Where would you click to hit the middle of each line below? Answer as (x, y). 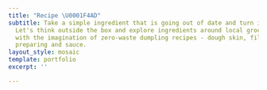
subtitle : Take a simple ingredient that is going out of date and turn (131, 23)
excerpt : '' (28, 67)
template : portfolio (43, 60)
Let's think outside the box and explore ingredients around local (130, 30)
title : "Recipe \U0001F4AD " (55, 15)
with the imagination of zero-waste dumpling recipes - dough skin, (131, 37)
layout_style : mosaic (44, 52)
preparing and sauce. (51, 45)
